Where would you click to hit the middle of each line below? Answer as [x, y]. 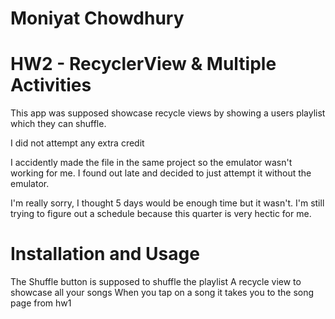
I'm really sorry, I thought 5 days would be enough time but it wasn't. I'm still [167, 203]
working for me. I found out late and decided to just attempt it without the [161, 173]
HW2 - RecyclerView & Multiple [143, 64]
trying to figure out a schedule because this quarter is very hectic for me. [161, 214]
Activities [51, 85]
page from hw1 [41, 303]
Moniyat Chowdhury [97, 18]
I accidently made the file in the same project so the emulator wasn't [151, 163]
